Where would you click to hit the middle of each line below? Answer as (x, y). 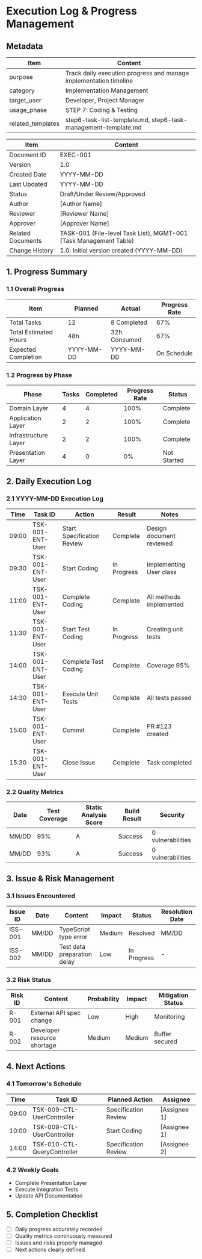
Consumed (126, 340)
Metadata (25, 46)
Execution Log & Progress (72, 11)
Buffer (163, 1034)
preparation (75, 954)
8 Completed (129, 322)
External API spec (56, 1013)
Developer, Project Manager (105, 100)
